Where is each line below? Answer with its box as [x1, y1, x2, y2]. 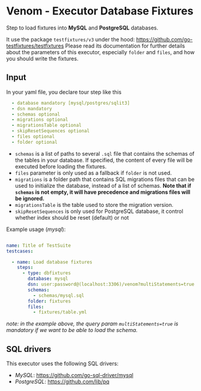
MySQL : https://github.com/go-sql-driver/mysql [14, 372, 134, 379]
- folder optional [11, 139, 58, 145]
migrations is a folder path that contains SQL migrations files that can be [14, 176, 195, 183]
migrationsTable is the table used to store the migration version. [14, 201, 174, 208]
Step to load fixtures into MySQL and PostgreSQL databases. [6, 24, 158, 31]
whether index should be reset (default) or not [14, 214, 129, 221]
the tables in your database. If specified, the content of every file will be [14, 156, 193, 164]
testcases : [6, 248, 34, 254]
